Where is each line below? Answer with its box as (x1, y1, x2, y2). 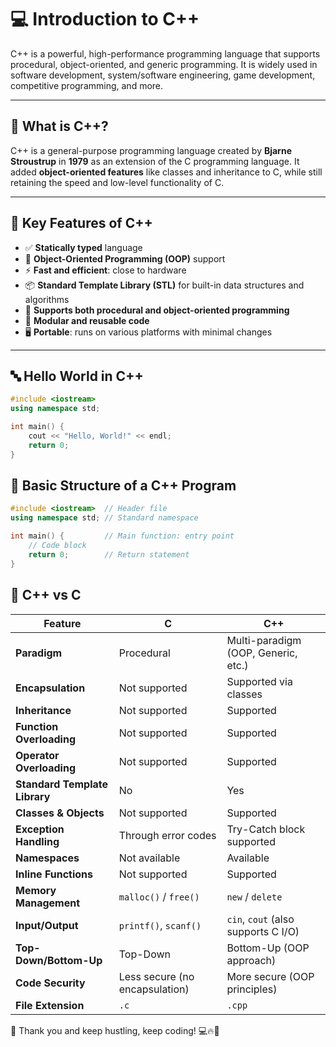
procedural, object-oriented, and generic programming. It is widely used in (10, 58, 318, 70)
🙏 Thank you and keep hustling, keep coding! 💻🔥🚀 (10, 1024, 220, 1036)
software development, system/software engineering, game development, (10, 69, 316, 81)
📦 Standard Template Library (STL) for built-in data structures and (24, 279, 305, 291)
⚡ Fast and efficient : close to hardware (24, 264, 187, 276)
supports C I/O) (226, 924, 300, 938)
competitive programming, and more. (10, 79, 164, 91)
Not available (118, 851, 181, 865)
